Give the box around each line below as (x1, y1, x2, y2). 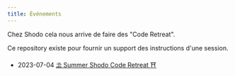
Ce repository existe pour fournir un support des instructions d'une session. (7, 43, 229, 52)
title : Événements (7, 10, 62, 18)
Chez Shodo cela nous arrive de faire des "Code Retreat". (7, 30, 176, 38)
